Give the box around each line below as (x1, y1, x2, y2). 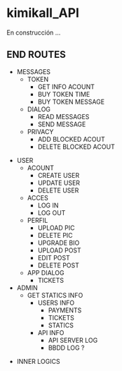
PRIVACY (27, 127, 54, 135)
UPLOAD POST (37, 245, 81, 255)
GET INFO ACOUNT (37, 83, 95, 91)
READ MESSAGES (37, 112, 90, 121)
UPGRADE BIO (37, 238, 80, 247)
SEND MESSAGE (37, 120, 86, 128)
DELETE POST (37, 261, 80, 269)
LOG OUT (37, 208, 66, 217)
